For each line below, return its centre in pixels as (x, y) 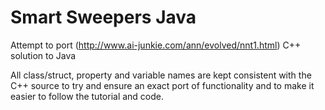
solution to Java (43, 55)
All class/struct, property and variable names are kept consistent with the (161, 75)
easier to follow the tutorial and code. (87, 96)
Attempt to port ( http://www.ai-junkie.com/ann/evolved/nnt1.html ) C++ (156, 45)
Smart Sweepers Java (103, 17)
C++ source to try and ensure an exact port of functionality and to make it (162, 85)
